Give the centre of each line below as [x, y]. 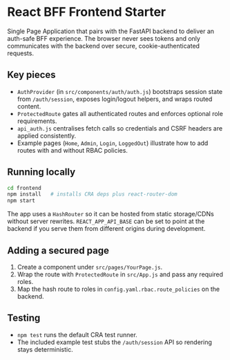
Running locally [41, 172]
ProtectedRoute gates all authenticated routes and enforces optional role [120, 113]
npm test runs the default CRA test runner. [77, 334]
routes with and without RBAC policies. [72, 150]
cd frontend [24, 188]
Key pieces [32, 75]
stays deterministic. [45, 349]
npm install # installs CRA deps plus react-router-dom [92, 194]
